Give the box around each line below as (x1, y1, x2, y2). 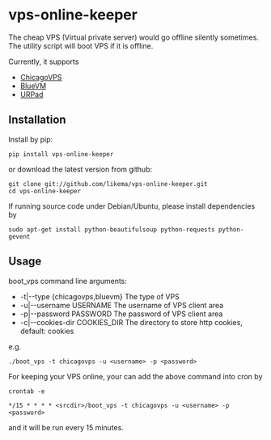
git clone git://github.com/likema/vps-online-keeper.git (8, 180, 208, 188)
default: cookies (19, 326, 74, 336)
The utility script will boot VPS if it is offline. (8, 40, 154, 50)
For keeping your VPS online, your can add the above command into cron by (8, 371, 263, 381)
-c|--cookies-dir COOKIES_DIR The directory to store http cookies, (19, 317, 243, 327)
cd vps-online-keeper (8, 187, 82, 195)
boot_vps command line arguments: (8, 276, 128, 286)
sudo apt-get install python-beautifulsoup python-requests (8, 225, 216, 234)
